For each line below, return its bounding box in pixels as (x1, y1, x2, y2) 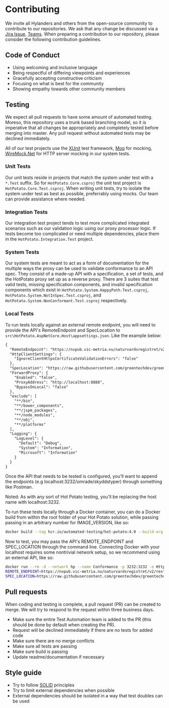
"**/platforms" (14, 422, 46, 427)
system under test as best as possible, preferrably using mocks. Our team (5, 190, 158, 196)
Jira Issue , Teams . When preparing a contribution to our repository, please (5, 31, 159, 37)
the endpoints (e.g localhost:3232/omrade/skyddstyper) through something (5, 478, 162, 485)
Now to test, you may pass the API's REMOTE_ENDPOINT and (5, 538, 133, 544)
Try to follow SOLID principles (12, 682, 74, 688)
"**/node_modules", (14, 412, 55, 417)
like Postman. (5, 484, 33, 490)
